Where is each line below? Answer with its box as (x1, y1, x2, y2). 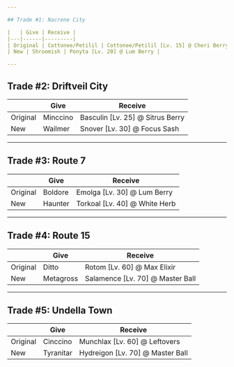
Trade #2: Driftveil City (7, 80, 109, 92)
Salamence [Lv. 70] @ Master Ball (84, 273, 196, 283)
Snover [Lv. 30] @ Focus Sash (79, 123, 180, 133)
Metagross (42, 273, 79, 283)
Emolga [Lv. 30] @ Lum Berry (76, 187, 173, 197)
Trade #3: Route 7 (7, 155, 86, 167)
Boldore (42, 187, 69, 197)
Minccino (42, 112, 74, 122)
